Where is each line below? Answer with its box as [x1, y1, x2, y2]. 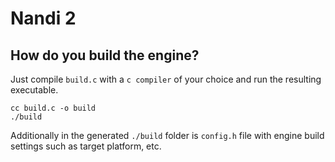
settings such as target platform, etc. [10, 140, 162, 152]
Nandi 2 [10, 7, 77, 30]
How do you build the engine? [10, 47, 200, 64]
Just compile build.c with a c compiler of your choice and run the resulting [10, 73, 322, 85]
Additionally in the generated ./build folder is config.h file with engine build [10, 130, 325, 141]
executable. [10, 84, 59, 96]
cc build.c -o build [10, 103, 97, 113]
